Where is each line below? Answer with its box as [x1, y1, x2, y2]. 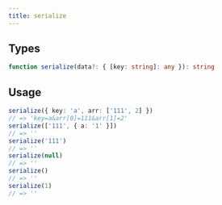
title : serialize [8, 11, 67, 20]
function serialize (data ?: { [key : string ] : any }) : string [8, 63, 216, 71]
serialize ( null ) [8, 152, 63, 160]
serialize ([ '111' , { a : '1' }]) [8, 122, 117, 130]
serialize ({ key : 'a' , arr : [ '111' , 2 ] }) [8, 107, 153, 115]
